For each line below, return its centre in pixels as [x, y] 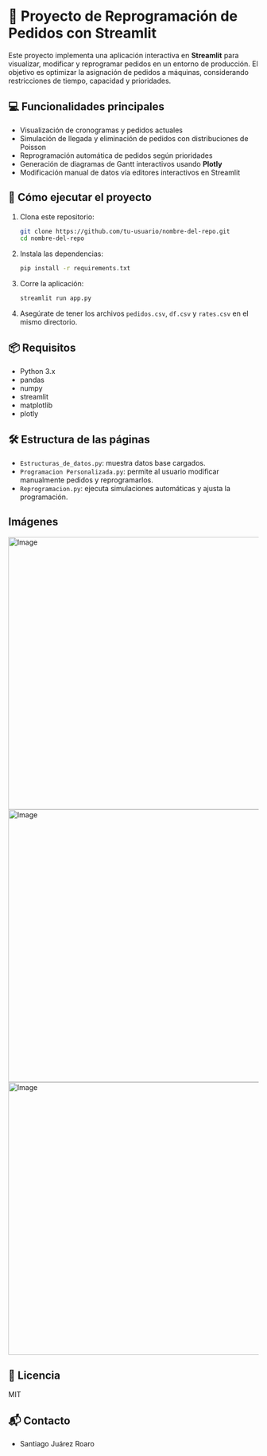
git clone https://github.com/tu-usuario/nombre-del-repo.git [125, 231]
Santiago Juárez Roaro [57, 1444]
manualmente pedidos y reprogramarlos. [86, 480]
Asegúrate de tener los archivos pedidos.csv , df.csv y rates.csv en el [134, 313]
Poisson [33, 147]
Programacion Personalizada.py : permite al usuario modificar [120, 471]
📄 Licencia [35, 1375]
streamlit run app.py [55, 298]
